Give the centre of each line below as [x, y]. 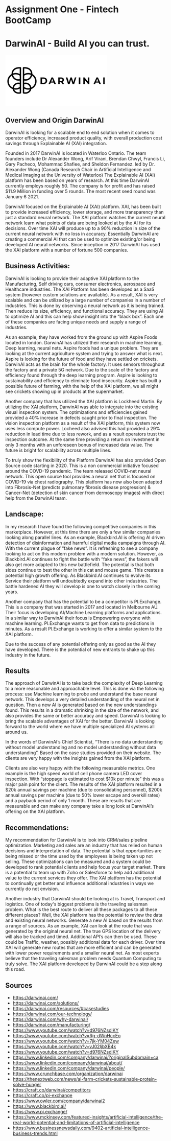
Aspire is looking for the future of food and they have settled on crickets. [82, 359]
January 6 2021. [22, 196]
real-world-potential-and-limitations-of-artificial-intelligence [76, 1122]
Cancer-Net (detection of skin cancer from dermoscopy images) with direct [85, 493]
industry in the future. [28, 655]
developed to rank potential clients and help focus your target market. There [86, 867]
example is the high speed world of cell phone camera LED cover [74, 774]
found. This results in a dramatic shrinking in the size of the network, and [82, 710]
